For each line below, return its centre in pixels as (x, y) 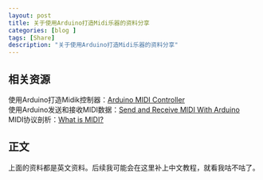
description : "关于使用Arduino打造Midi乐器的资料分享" (93, 45)
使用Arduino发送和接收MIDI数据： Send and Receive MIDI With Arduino (124, 109)
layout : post (30, 15)
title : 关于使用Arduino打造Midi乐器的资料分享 (79, 23)
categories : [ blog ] (43, 30)
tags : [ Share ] (32, 38)
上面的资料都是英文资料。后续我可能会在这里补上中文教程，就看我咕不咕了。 (134, 167)
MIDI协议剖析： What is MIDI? (56, 119)
